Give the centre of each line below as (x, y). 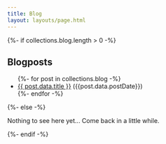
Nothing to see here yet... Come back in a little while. (83, 121)
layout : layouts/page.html (47, 20)
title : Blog (25, 14)
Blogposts (30, 62)
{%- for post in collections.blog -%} (69, 79)
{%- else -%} (27, 107)
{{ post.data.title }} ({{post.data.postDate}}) (80, 86)
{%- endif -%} (28, 134)
